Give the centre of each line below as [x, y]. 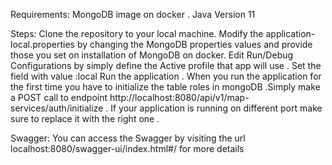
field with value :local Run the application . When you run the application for [166, 76]
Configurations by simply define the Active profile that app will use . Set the [166, 65]
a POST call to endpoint [59, 97]
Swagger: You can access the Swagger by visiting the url [128, 138]
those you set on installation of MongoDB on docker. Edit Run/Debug [152, 55]
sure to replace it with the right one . [85, 118]
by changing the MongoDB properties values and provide [194, 44]
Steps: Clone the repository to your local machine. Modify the [137, 33]
